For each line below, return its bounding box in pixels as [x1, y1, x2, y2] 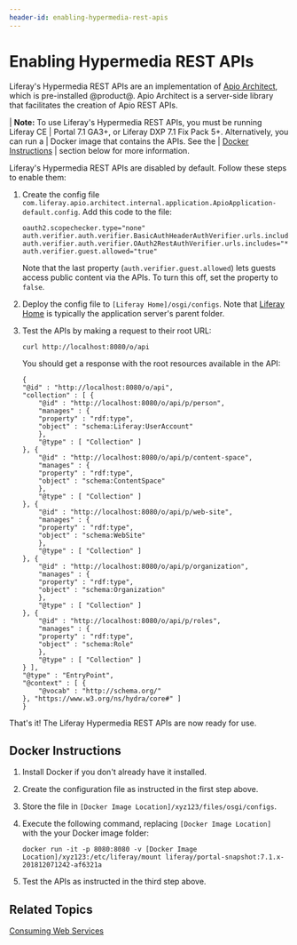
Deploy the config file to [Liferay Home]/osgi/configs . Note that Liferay [21, 299, 285, 309]
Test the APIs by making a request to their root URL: [21, 325, 212, 336]
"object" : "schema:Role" [38, 639, 135, 649]
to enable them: [9, 172, 66, 182]
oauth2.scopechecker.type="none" [21, 223, 146, 232]
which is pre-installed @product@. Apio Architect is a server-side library [9, 90, 274, 100]
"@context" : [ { [21, 678, 87, 687]
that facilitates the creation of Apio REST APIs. [9, 100, 178, 110]
